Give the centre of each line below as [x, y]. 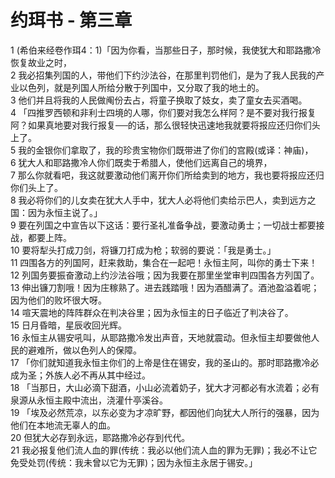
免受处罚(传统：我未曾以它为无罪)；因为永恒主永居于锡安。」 [134, 462]
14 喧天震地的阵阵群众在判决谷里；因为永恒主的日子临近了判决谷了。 [152, 312]
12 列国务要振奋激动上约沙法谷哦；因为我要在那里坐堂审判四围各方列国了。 [165, 275]
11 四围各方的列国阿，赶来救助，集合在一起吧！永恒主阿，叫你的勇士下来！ [164, 262]
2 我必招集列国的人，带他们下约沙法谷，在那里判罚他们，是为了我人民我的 [163, 75]
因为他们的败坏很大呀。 [58, 300]
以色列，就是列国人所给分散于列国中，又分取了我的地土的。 [141, 87]
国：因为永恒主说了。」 [56, 212]
